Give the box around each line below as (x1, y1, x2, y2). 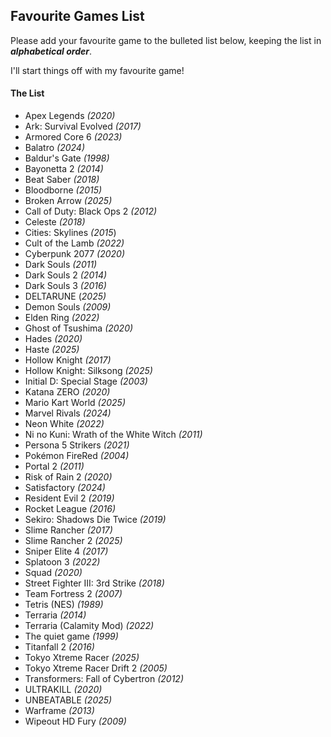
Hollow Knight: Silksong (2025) (24, 365, 153, 377)
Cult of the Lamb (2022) (24, 237, 125, 249)
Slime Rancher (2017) (24, 524, 113, 536)
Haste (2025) (24, 344, 80, 356)
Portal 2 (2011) (24, 460, 85, 473)
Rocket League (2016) (24, 503, 117, 515)
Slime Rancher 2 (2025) (24, 535, 123, 547)
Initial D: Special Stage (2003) (24, 375, 148, 388)
